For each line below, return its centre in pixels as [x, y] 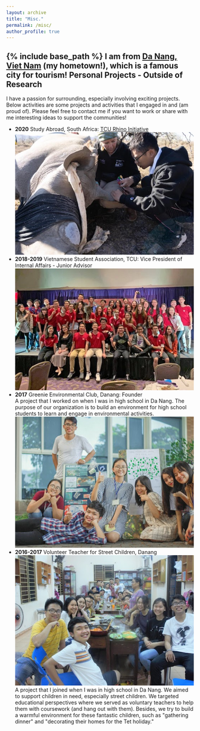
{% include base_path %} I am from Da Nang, [92, 56]
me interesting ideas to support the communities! [66, 118]
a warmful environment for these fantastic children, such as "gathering [101, 716]
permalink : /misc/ [29, 25]
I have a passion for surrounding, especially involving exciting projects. [93, 99]
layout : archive [26, 13]
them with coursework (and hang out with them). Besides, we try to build [104, 709]
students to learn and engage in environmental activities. [85, 413]
